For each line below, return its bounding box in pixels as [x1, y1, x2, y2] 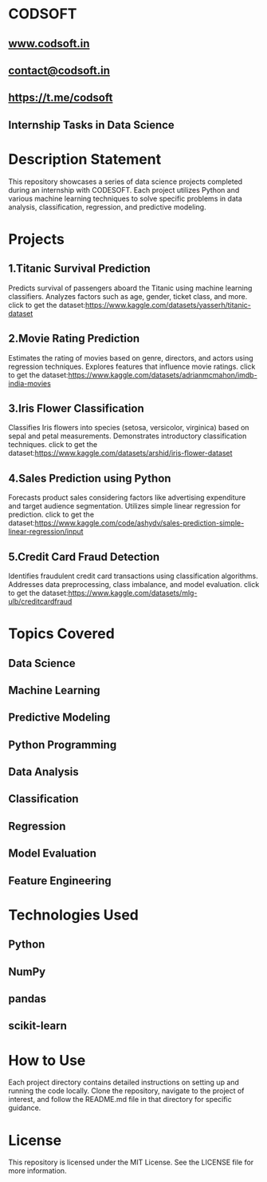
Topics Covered [8, 625, 116, 643]
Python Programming [8, 737, 117, 752]
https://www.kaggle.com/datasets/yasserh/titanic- [84, 300, 251, 309]
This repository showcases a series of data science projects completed [8, 177, 243, 186]
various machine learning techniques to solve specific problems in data [8, 194, 242, 203]
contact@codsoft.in [8, 63, 110, 77]
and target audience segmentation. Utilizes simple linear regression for [8, 501, 241, 511]
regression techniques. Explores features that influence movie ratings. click [8, 361, 256, 371]
